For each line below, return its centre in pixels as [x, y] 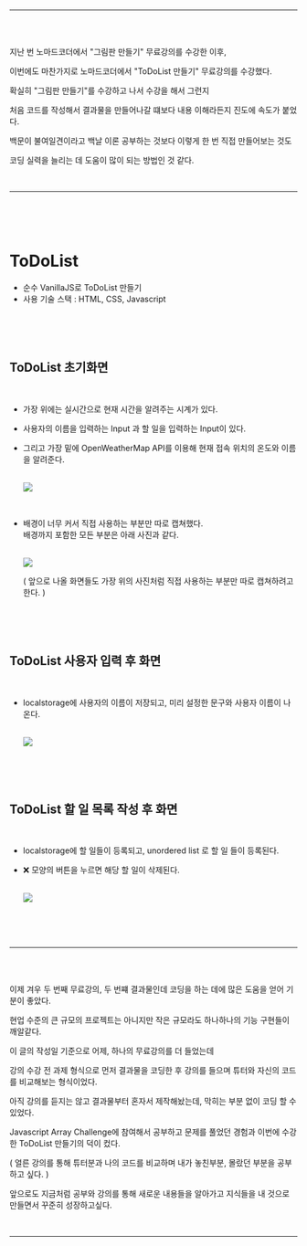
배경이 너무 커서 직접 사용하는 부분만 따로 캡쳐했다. [113, 523]
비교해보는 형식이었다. [58, 1082]
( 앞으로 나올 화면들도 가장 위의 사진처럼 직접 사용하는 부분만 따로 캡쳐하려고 [158, 581]
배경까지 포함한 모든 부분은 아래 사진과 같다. [101, 534]
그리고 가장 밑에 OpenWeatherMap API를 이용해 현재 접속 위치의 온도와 [151, 448]
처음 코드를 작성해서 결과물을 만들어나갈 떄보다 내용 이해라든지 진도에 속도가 [145, 110]
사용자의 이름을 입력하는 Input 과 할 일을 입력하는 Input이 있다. [134, 428]
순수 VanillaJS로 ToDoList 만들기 [82, 287]
